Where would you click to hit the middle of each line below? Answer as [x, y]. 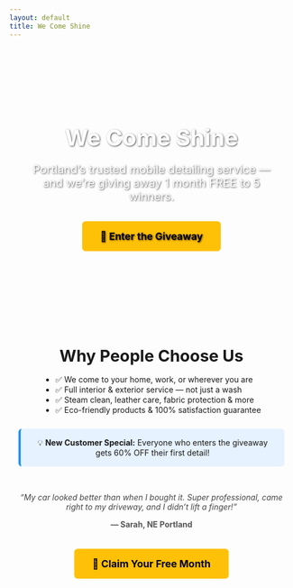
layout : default [40, 18]
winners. [151, 196]
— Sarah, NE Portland [151, 524]
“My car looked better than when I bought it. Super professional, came [151, 497]
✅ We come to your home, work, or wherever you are [154, 379]
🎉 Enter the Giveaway [151, 236]
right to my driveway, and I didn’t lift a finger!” [151, 507]
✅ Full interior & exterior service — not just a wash [149, 390]
